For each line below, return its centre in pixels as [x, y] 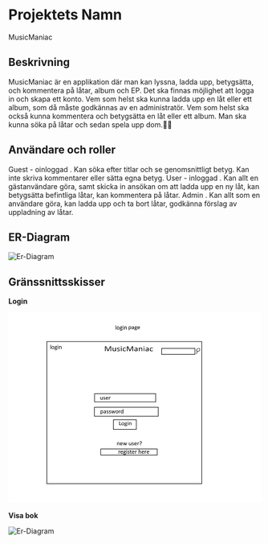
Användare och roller [62, 150]
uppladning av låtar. [41, 212]
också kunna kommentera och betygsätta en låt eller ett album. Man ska [128, 116]
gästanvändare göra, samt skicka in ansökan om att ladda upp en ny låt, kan [134, 186]
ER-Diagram [39, 237]
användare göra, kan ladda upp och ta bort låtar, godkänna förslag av [123, 204]
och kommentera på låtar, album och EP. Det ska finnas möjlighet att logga [131, 90]
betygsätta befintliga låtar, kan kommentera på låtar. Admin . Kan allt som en [134, 195]
